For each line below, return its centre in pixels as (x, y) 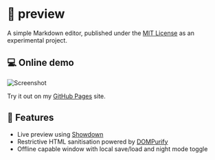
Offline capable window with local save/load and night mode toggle (112, 149)
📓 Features (31, 118)
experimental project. (37, 40)
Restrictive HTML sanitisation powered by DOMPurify (92, 141)
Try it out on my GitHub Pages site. (57, 96)
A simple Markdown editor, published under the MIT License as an (101, 33)
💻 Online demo (41, 63)
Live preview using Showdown (60, 134)
